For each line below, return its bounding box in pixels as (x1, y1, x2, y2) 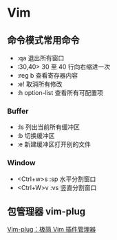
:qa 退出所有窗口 (17, 54, 65, 62)
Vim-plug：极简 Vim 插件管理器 (7, 225, 96, 234)
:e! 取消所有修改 (17, 80, 63, 88)
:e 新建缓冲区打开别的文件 (17, 140, 91, 148)
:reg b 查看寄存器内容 (17, 71, 78, 79)
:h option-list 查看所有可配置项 (17, 89, 103, 96)
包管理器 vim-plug (7, 205, 86, 217)
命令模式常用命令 (7, 34, 80, 46)
